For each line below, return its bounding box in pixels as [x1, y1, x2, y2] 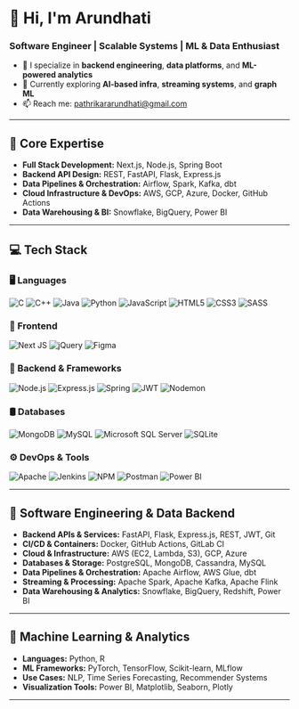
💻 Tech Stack [9, 242, 88, 257]
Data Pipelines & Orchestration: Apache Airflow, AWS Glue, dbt [21, 566, 256, 577]
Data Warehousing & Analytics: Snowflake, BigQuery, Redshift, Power [21, 585, 282, 596]
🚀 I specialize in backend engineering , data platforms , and [21, 60, 240, 70]
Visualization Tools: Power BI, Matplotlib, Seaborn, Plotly [21, 681, 233, 692]
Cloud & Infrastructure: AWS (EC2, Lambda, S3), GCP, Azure [21, 548, 247, 558]
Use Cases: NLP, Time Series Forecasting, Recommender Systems [21, 672, 268, 682]
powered [21, 69, 56, 80]
